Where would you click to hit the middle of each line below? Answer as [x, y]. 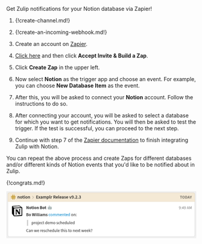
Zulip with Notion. [37, 147]
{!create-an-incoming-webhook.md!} [61, 32]
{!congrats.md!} [26, 183]
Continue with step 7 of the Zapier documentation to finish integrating [102, 140]
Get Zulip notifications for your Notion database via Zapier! [79, 9]
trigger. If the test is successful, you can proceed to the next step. [97, 128]
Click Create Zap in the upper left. [57, 67]
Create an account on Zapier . [51, 44]
